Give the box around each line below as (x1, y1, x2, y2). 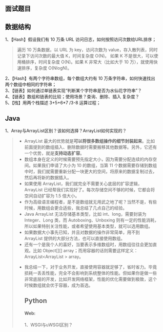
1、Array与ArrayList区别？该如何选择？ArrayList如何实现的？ (5, 128, 127, 134)
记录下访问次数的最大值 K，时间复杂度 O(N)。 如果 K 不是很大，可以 (17, 53, 154, 59)
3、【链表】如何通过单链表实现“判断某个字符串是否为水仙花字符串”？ (5, 88, 142, 93)
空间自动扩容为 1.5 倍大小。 (24, 193, 80, 199)
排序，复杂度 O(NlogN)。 (21, 65, 72, 71)
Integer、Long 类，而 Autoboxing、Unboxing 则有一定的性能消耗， (24, 217, 159, 223)
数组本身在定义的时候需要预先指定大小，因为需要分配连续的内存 (24, 156, 153, 162)
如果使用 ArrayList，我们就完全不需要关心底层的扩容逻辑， (24, 181, 143, 186)
